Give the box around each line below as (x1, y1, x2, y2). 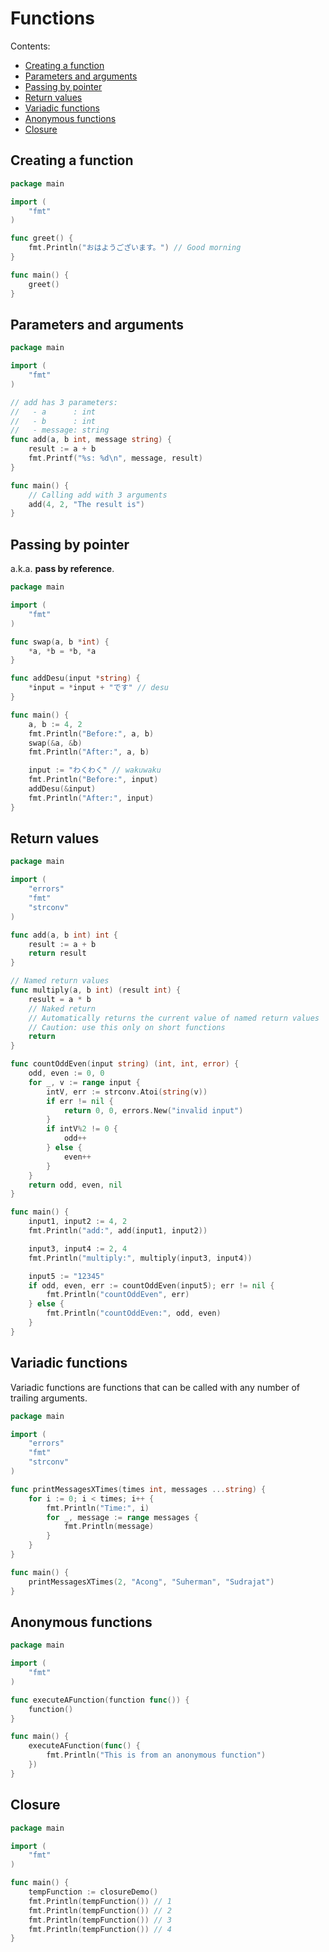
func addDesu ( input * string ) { (10, 673, 141, 684)
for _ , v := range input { (28, 1077, 141, 1087)
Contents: (10, 40, 51, 52)
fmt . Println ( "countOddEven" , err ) (46, 1290, 190, 1300)
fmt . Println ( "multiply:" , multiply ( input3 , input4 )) (28, 1253, 253, 1263)
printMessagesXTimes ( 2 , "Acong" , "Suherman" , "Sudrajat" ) (28, 1577, 275, 1587)
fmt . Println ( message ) (63, 1522, 155, 1532)
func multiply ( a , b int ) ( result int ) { (10, 985, 182, 996)
